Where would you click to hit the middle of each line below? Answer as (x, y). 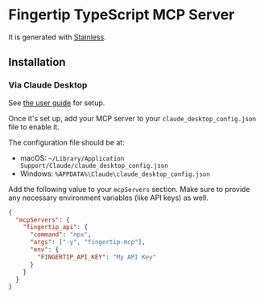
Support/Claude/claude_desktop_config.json (94, 165)
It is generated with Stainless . (57, 37)
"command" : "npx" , (60, 235)
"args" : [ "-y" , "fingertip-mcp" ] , (88, 243)
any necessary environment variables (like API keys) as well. (109, 198)
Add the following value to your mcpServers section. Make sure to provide (130, 189)
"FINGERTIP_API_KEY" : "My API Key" (97, 257)
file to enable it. (34, 127)
